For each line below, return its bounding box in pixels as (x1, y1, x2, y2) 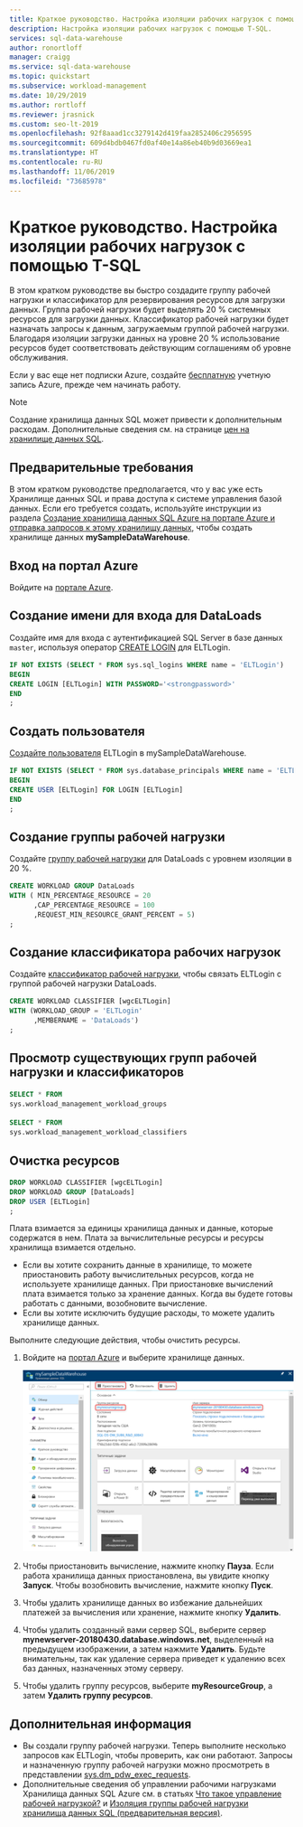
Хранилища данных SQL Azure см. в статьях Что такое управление (22, 1788, 282, 1799)
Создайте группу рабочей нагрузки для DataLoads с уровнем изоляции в (9, 853, 292, 864)
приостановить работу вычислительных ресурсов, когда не (22, 1269, 254, 1280)
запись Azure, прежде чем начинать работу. (9, 380, 181, 391)
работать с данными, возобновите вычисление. (22, 1298, 207, 1309)
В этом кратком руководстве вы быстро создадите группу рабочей (9, 285, 271, 296)
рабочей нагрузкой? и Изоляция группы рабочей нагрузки (22, 1798, 249, 1808)
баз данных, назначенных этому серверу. (22, 1663, 184, 1674)
